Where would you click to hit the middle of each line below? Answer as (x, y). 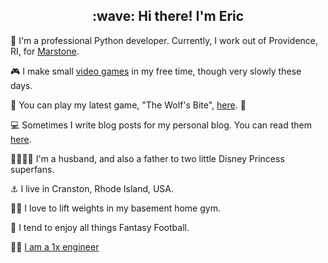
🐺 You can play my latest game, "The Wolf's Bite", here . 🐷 (128, 105)
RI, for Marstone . (45, 51)
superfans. (32, 169)
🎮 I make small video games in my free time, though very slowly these (156, 71)
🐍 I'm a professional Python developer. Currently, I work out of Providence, (164, 40)
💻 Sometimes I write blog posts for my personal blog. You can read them (161, 125)
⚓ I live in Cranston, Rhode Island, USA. (92, 188)
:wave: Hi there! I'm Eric (168, 16)
